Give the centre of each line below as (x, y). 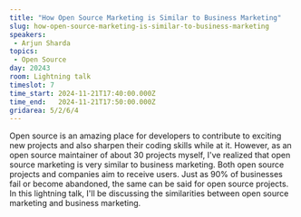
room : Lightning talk (50, 77)
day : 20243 (30, 69)
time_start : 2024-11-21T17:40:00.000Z (83, 93)
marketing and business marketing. (75, 203)
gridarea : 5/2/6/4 (44, 110)
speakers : (28, 34)
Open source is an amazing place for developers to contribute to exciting (146, 136)
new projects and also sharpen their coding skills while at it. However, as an (150, 146)
